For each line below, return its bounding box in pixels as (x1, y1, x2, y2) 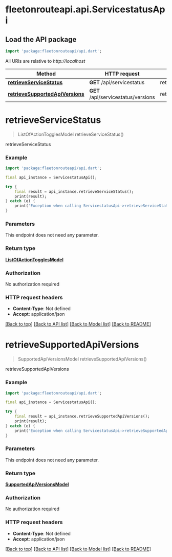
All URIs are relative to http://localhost (5, 58, 85, 64)
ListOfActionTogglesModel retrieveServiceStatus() (17, 131, 124, 137)
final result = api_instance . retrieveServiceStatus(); (14, 189, 134, 194)
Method (36, 70, 56, 77)
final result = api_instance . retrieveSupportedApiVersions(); (14, 414, 150, 419)
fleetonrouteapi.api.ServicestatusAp (5, 4, 165, 15)
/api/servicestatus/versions (89, 94, 155, 101)
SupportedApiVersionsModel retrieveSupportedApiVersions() (17, 356, 147, 362)
